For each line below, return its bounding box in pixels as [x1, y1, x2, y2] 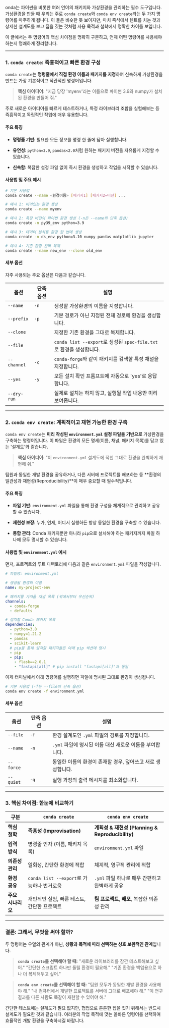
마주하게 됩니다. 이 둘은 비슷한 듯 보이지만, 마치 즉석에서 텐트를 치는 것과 [18, 17, 161, 23]
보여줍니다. [54, 397, 79, 404]
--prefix [8, 316, 29, 321]
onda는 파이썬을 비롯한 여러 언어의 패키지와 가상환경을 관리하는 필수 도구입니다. [5, 5, 162, 10]
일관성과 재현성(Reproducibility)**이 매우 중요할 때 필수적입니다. [5, 477, 133, 483]
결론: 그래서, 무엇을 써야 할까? [5, 929, 73, 936]
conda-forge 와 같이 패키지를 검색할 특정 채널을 [54, 355, 159, 362]
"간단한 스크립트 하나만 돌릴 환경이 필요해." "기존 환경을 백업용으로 [26, 964, 157, 970]
